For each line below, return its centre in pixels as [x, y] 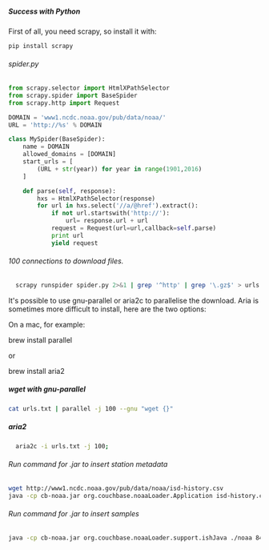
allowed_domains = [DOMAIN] [69, 155]
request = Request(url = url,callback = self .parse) [134, 228]
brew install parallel [40, 339]
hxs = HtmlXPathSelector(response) [96, 199]
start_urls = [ [48, 162]
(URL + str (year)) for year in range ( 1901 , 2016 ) [120, 169]
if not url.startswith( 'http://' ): [110, 213]
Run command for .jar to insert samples [74, 513]
